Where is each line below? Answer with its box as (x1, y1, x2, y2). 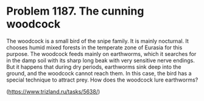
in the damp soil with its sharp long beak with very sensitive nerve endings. (6, 57, 195, 64)
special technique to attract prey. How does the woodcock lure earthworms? (6, 76, 199, 83)
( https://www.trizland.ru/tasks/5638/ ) (6, 88, 100, 95)
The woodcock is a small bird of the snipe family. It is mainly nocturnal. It (6, 37, 189, 44)
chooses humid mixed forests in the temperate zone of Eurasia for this (6, 44, 183, 51)
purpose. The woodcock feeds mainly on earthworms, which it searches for (6, 50, 197, 57)
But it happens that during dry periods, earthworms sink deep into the (6, 63, 181, 71)
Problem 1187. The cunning (6, 4, 144, 18)
